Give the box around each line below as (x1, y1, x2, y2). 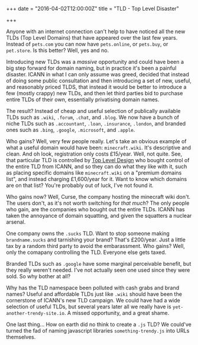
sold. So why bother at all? (6, 273, 71, 280)
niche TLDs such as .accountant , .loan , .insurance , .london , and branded (6, 120, 186, 127)
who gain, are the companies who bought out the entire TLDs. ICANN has (6, 206, 185, 212)
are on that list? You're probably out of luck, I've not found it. (6, 182, 154, 189)
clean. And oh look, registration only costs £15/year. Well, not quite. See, (6, 150, 183, 157)
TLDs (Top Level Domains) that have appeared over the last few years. (6, 34, 178, 41)
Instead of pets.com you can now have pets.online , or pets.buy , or (6, 41, 168, 47)
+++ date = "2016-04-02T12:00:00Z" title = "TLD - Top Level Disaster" (6, 5, 179, 12)
